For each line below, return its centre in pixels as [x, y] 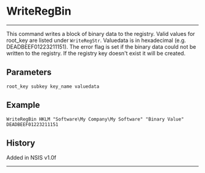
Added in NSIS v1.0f [31, 158]
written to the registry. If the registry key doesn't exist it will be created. [96, 53]
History [21, 143]
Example [23, 105]
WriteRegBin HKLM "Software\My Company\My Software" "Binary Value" [95, 119]
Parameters [29, 72]
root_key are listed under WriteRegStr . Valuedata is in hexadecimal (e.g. [96, 40]
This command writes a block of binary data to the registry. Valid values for [101, 34]
